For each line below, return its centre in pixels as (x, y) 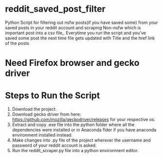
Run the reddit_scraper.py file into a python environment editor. (75, 151)
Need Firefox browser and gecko (72, 63)
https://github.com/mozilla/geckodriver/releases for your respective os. (84, 119)
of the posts (17, 43)
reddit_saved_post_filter (55, 9)
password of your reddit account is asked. (54, 145)
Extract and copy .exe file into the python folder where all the (73, 125)
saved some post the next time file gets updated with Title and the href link (80, 38)
